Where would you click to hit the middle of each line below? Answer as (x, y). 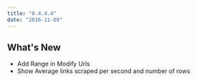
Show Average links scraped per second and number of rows (104, 71)
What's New (34, 47)
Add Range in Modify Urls (54, 64)
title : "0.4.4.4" (32, 13)
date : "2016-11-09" (35, 20)
